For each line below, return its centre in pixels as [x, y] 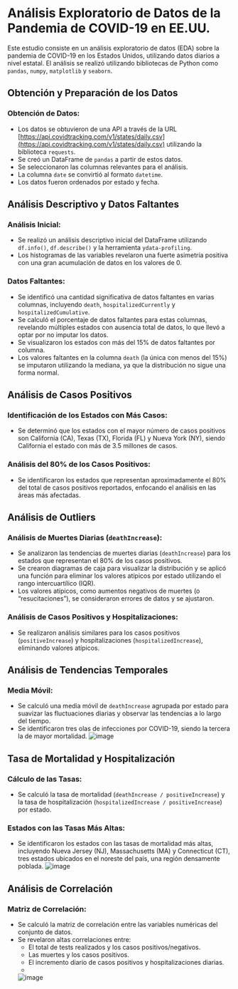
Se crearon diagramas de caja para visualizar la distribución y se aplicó [122, 569]
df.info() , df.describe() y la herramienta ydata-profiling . [105, 248]
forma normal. [38, 373]
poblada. [31, 866]
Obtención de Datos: [44, 113]
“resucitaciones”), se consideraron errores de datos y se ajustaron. [116, 599]
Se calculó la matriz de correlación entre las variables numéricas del [118, 924]
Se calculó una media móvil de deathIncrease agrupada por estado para [123, 706]
